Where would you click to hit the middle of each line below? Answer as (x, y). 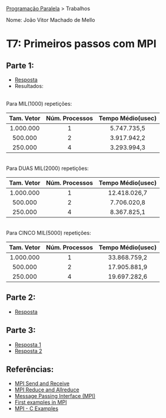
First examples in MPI (41, 402)
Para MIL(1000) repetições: (39, 104)
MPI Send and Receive (42, 384)
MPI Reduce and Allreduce (47, 390)
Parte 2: (21, 298)
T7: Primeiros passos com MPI (82, 44)
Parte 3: (21, 330)
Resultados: (29, 86)
